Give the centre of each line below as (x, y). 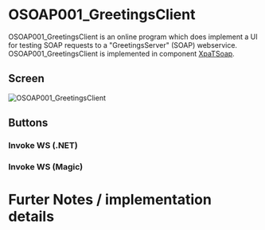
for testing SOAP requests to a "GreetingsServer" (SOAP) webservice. (123, 45)
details (31, 217)
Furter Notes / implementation (110, 200)
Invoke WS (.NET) (43, 146)
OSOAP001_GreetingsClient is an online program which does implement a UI (133, 37)
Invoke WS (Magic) (46, 166)
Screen (27, 78)
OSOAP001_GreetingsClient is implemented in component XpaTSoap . (121, 53)
